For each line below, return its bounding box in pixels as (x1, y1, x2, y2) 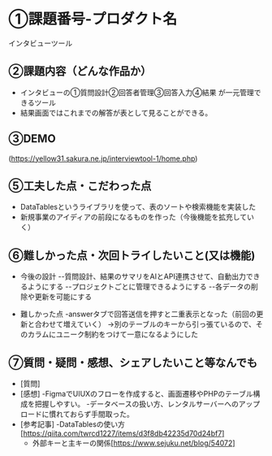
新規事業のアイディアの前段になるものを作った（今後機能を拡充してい (19, 212, 254, 222)
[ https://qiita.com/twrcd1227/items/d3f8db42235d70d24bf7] (19, 428, 225, 438)
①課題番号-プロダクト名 (8, 10, 178, 28)
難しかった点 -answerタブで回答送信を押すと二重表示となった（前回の (19, 309, 257, 319)
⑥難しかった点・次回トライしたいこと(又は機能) (8, 248, 256, 263)
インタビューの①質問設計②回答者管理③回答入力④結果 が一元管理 (19, 87, 254, 97)
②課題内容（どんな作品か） (8, 64, 152, 78)
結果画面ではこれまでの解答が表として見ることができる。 (19, 107, 213, 117)
